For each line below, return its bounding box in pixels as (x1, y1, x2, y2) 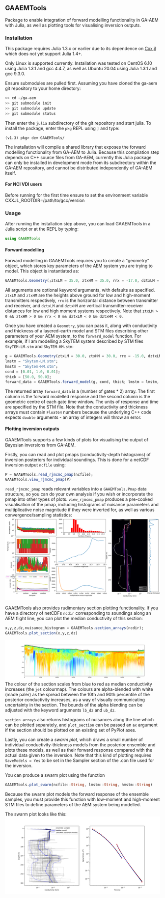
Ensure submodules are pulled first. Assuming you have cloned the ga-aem (5, 81, 158, 86)
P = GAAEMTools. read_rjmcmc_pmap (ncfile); (5, 472, 93, 477)
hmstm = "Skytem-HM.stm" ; (5, 364, 58, 369)
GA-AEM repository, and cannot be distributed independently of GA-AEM (5, 164, 153, 171)
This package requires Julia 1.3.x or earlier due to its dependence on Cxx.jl (5, 46, 156, 52)
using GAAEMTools (5, 236, 41, 241)
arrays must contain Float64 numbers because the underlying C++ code (5, 409, 152, 415)
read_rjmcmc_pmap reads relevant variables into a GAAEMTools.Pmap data (5, 486, 147, 492)
